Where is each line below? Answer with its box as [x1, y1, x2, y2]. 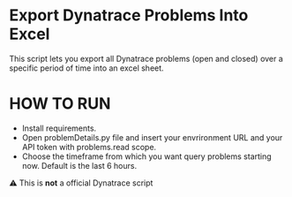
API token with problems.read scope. [21, 141, 157, 152]
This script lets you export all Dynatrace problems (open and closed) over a [9, 53, 284, 64]
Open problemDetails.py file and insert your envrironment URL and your [21, 132, 283, 142]
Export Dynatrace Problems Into [9, 5, 249, 26]
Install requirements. [21, 123, 97, 133]
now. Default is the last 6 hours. [21, 160, 138, 170]
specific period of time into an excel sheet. [9, 63, 165, 73]
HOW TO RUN [9, 94, 111, 114]
